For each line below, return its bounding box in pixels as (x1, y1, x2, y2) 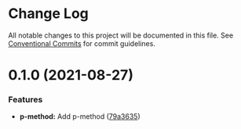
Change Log (8, 5, 89, 23)
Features (8, 95, 43, 106)
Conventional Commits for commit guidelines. (8, 38, 155, 48)
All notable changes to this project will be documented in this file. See (8, 30, 234, 40)
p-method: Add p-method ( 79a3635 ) (19, 112, 141, 121)
